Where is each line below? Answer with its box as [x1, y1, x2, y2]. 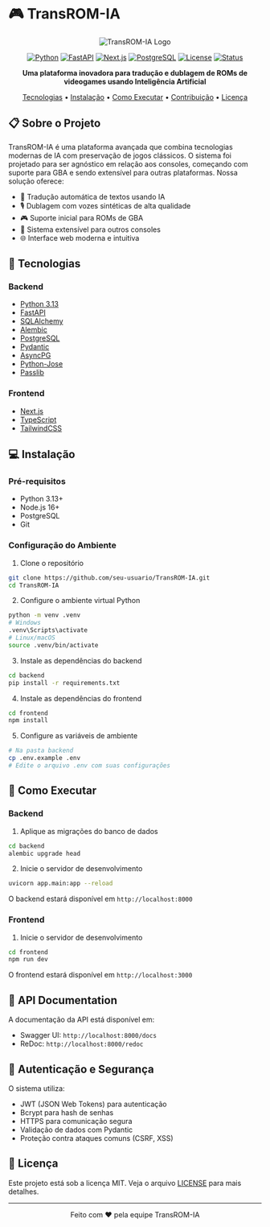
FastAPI [19, 308, 46, 317]
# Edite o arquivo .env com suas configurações [8, 762, 171, 770]
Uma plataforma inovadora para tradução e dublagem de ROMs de [22, 68, 247, 77]
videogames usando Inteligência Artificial [63, 76, 207, 86]
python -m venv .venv [8, 611, 81, 619]
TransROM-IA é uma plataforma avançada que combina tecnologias [8, 142, 233, 151]
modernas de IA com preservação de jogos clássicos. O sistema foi [8, 151, 231, 160]
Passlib [19, 368, 44, 378]
